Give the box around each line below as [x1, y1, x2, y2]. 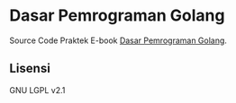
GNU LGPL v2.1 [9, 84, 66, 95]
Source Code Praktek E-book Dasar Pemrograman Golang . [9, 35, 228, 46]
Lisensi [9, 61, 51, 76]
